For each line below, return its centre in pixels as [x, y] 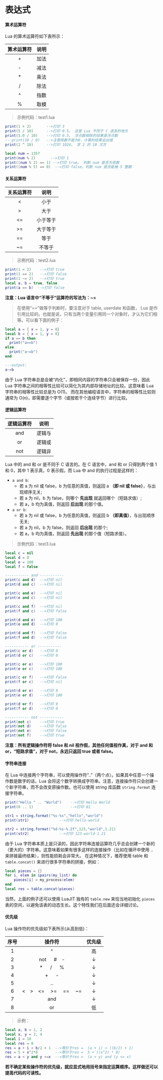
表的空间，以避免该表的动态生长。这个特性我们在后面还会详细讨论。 [73, 905]
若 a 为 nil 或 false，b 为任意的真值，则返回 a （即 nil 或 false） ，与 [85, 486]
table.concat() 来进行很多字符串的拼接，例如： [53, 862]
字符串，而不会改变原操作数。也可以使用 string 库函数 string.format [82, 787]
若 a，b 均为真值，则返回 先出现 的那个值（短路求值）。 [74, 533]
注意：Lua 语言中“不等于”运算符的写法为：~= [51, 297]
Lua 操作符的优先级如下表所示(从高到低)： [47, 929]
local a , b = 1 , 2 [24, 1030]
